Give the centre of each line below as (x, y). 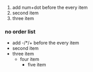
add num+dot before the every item (50, 7)
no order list (20, 31)
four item (30, 59)
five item (37, 65)
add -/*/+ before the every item (45, 43)
